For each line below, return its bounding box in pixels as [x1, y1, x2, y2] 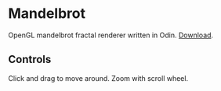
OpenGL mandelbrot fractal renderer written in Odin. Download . [8, 30, 214, 40]
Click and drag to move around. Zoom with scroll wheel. [8, 73, 189, 82]
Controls [8, 53, 52, 66]
